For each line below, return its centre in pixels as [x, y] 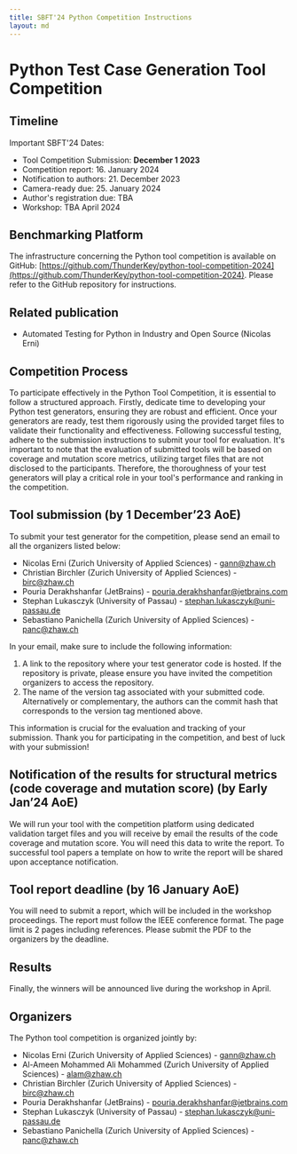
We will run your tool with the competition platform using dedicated [132, 824]
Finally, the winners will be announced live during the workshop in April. [141, 989]
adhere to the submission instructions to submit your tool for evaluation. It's [147, 440]
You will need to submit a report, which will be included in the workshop [141, 911]
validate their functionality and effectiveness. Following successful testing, [145, 430]
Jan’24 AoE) [44, 803]
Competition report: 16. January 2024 [90, 169]
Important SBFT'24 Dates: [57, 142]
